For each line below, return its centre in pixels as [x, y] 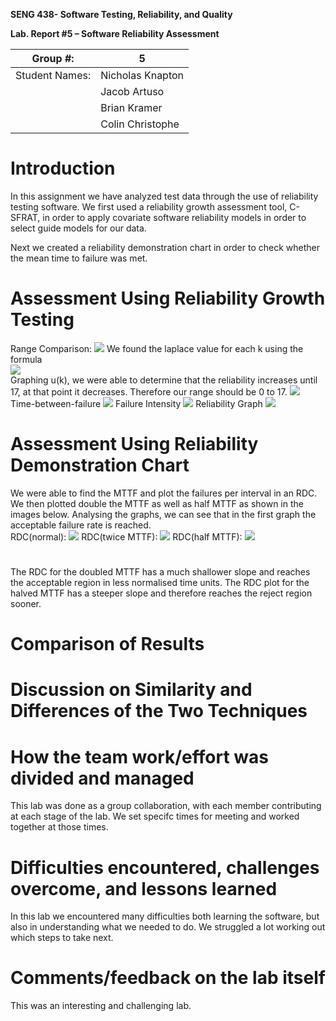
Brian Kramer [131, 107]
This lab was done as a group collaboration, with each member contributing [166, 806]
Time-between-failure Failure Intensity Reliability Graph [136, 403]
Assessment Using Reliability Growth [168, 298]
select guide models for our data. [78, 228]
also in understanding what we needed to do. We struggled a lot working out [168, 927]
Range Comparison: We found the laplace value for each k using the [157, 348]
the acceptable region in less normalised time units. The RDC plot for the [160, 582]
